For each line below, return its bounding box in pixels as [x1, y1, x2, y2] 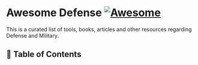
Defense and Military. [6, 32, 59, 39]
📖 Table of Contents [6, 49, 82, 60]
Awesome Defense [6, 6, 102, 20]
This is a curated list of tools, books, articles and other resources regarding [6, 26, 192, 33]
